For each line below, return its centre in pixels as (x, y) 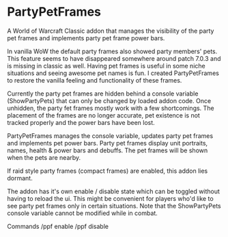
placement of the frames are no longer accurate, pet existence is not (103, 115)
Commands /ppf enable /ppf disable (58, 226)
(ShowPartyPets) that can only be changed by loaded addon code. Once (109, 100)
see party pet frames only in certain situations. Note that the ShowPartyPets (114, 206)
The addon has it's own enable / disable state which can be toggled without (114, 191)
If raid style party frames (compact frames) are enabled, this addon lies (108, 171)
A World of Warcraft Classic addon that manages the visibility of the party (111, 31)
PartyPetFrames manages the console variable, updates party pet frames (110, 136)
